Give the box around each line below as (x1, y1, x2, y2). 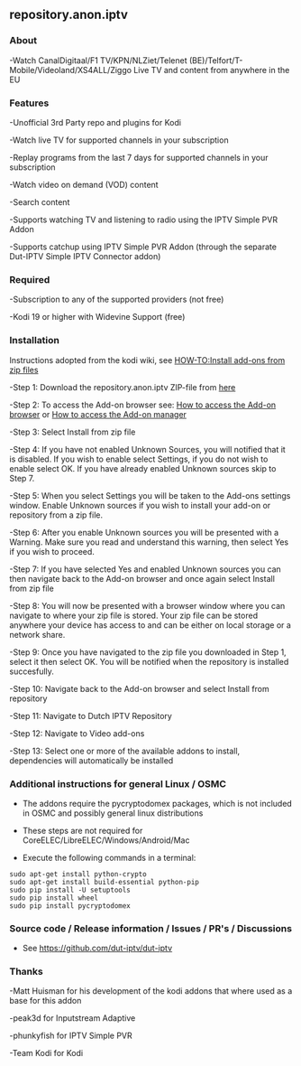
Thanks (9, 966, 43, 978)
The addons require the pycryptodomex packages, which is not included (22, 798, 293, 809)
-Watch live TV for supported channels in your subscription (9, 135, 229, 145)
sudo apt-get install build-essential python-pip (9, 877, 200, 886)
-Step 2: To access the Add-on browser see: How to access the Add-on (9, 399, 277, 410)
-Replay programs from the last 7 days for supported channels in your (9, 152, 269, 163)
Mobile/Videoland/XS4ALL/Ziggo (9, 64, 132, 75)
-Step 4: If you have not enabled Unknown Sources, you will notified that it (9, 444, 286, 454)
